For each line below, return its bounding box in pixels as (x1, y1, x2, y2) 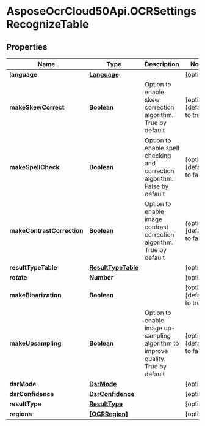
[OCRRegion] (89, 409, 128, 418)
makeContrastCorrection (9, 227, 84, 235)
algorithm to (144, 339, 179, 348)
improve (144, 347, 168, 355)
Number (89, 273, 114, 281)
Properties (6, 42, 48, 52)
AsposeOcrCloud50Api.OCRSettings (6, 4, 197, 18)
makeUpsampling (9, 339, 62, 348)
